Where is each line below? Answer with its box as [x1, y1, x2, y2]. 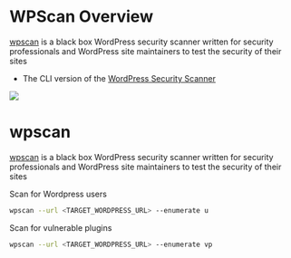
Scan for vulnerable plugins [9, 222, 112, 233]
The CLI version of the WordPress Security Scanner [22, 72, 216, 83]
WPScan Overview [9, 6, 154, 27]
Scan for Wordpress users [9, 188, 107, 199]
